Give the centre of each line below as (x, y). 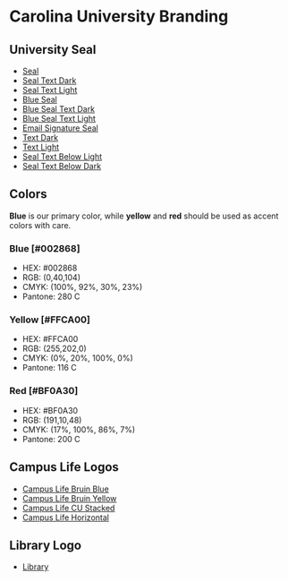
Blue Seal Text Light (59, 119)
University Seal (53, 50)
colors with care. (40, 225)
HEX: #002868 (50, 268)
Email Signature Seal (60, 128)
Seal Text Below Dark (61, 166)
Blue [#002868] (45, 248)
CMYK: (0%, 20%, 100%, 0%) (78, 358)
